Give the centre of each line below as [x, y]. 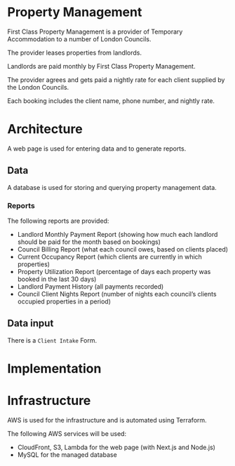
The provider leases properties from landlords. [75, 53]
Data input [31, 323]
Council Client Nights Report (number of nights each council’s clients [117, 294]
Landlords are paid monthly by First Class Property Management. [101, 66]
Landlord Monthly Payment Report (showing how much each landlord [117, 234]
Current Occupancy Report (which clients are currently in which [109, 256]
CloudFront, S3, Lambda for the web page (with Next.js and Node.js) [116, 447]
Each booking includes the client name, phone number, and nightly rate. [111, 101]
